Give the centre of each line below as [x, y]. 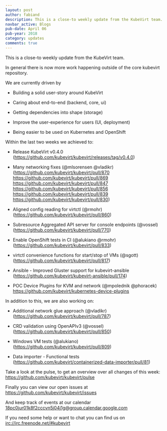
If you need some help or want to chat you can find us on [65, 417]
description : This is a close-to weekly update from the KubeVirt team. [84, 19]
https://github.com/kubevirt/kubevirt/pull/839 [60, 194]
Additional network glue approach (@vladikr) [60, 310]
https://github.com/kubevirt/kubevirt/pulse [50, 377]
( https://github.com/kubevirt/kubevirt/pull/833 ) [62, 245]
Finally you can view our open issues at [47, 387]
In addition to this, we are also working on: [50, 301]
